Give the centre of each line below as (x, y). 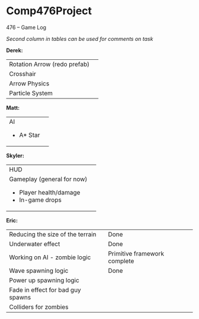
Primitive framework (136, 253)
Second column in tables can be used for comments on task (80, 39)
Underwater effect (35, 244)
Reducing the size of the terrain (53, 234)
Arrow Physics (29, 83)
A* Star (30, 135)
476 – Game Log (26, 27)
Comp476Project (49, 11)
